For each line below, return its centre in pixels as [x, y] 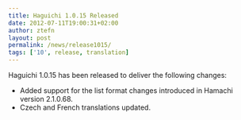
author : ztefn [32, 30]
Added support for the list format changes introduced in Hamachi [126, 91]
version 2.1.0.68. [46, 99]
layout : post [30, 38]
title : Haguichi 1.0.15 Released [63, 15]
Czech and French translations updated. [85, 107]
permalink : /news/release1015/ [60, 45]
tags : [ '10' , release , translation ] [69, 52]
